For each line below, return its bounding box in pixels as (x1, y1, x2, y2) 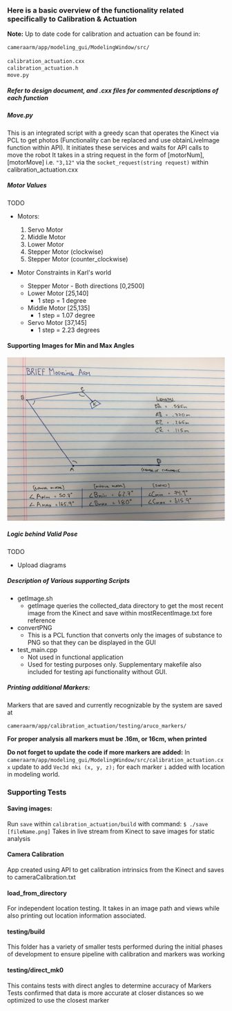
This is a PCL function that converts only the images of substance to (27, 631, 222, 639)
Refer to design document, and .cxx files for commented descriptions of (7, 86, 219, 95)
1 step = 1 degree (37, 296, 87, 304)
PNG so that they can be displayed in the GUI (27, 638, 157, 647)
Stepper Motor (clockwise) (27, 248, 104, 256)
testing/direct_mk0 (7, 966, 64, 974)
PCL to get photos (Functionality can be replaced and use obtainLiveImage (7, 136, 220, 144)
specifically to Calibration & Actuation (7, 14, 137, 24)
